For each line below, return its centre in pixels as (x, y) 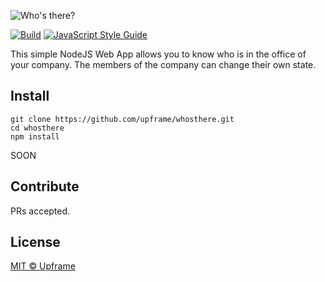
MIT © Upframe (43, 266)
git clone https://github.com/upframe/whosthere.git (122, 119)
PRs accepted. (40, 211)
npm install (35, 136)
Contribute (45, 186)
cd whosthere (37, 128)
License (35, 242)
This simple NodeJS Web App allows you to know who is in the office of (158, 54)
